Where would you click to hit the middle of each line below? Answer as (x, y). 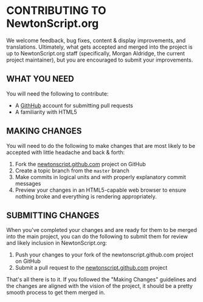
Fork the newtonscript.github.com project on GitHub (80, 164)
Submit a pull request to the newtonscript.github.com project (91, 268)
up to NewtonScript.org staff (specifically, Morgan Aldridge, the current (96, 53)
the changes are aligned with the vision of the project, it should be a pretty (100, 286)
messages (28, 183)
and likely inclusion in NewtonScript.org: (57, 243)
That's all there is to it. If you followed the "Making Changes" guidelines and (101, 279)
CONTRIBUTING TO (56, 11)
